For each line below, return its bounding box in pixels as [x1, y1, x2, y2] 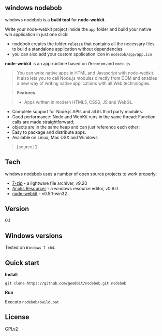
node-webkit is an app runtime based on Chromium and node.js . [5, 60, 132, 66]
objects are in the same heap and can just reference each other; [12, 124, 140, 130]
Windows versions [5, 231, 63, 240]
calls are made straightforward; [12, 119, 74, 124]
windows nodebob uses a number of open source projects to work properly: [5, 171, 157, 177]
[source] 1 [16, 143, 37, 150]
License [5, 313, 29, 321]
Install [5, 272, 18, 278]
